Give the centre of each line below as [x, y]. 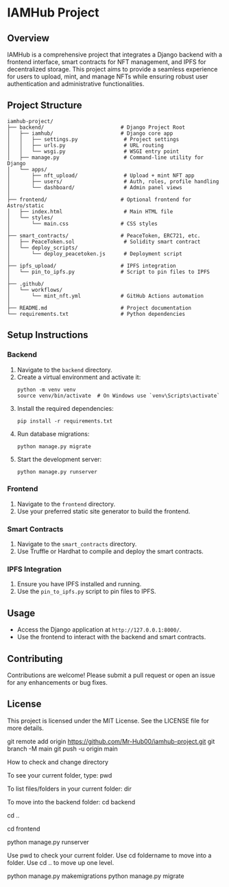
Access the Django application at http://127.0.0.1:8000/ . [99, 630]
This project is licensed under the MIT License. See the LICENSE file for [108, 720]
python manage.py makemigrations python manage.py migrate [96, 876]
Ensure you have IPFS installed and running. [79, 584]
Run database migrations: [53, 434]
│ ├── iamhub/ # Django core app [90, 133]
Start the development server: [59, 459]
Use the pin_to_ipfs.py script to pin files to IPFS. [86, 591]
